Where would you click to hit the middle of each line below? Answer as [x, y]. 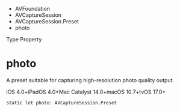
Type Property [24, 39]
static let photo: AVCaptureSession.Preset [62, 103]
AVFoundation [32, 9]
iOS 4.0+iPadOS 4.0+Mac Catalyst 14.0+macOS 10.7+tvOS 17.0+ [86, 92]
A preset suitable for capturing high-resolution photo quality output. [90, 80]
